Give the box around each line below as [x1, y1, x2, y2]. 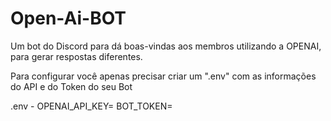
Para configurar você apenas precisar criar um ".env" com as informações [10, 70, 317, 82]
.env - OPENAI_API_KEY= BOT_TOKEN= [10, 100, 173, 112]
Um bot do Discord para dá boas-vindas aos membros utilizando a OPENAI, [10, 40, 322, 52]
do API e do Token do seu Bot [10, 80, 133, 92]
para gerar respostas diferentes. [10, 50, 143, 62]
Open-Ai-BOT [10, 7, 127, 30]
